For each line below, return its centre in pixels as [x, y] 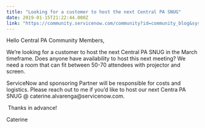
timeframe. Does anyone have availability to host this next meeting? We [96, 59]
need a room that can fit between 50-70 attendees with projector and [93, 65]
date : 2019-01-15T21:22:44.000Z [47, 18]
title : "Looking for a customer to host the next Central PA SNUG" [94, 12]
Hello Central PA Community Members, [56, 41]
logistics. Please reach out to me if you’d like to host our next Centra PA [96, 90]
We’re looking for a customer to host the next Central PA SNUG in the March [102, 52]
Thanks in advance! [32, 108]
